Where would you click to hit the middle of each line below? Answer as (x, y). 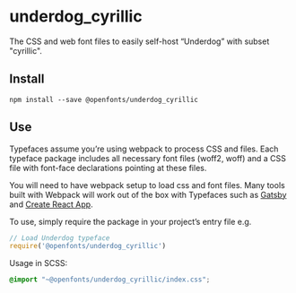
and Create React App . (51, 204)
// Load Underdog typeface (60, 238)
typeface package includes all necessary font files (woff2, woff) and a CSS (148, 158)
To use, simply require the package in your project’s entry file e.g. (131, 221)
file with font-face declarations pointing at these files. (108, 168)
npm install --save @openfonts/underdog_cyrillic (104, 99)
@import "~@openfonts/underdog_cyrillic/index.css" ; (110, 280)
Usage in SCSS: (39, 263)
